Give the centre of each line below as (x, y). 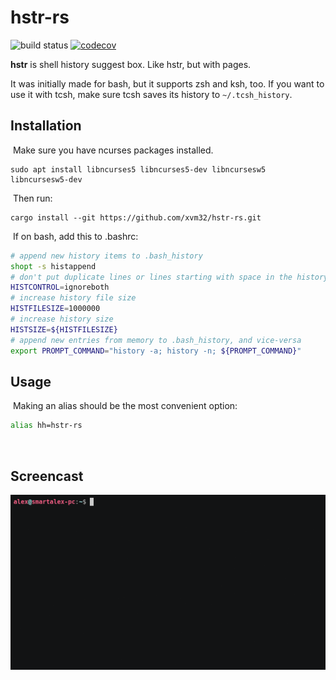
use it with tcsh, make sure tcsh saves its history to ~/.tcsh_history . (151, 94)
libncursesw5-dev (46, 179)
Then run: (32, 198)
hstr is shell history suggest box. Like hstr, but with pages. (131, 64)
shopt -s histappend (53, 266)
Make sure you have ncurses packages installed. (113, 150)
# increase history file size (73, 298)
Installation (46, 126)
